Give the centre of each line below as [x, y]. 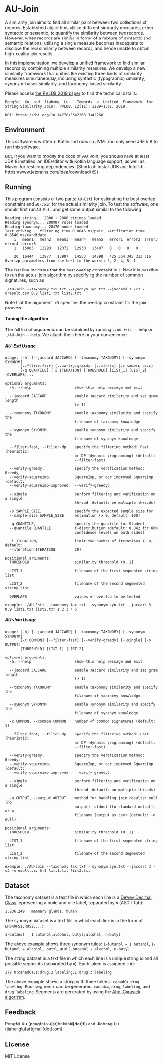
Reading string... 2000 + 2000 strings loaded [53, 218]
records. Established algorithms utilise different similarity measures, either [79, 27]
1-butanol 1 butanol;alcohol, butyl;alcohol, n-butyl [63, 934]
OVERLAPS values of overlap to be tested [75, 596]
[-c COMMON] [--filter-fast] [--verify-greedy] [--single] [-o [86, 640]
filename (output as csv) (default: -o [115, 815]
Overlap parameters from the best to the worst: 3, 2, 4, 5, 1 [71, 261]
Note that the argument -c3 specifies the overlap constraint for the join [76, 302]
